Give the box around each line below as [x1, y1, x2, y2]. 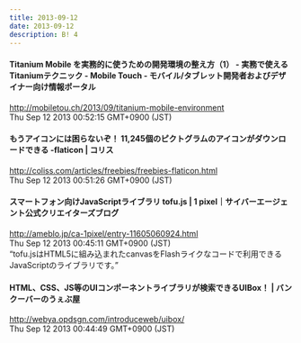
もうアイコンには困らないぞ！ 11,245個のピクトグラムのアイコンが [9, 133, 255, 144]
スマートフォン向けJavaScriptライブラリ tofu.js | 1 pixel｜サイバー [9, 196, 257, 207]
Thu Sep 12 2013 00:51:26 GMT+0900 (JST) [9, 175, 173, 185]
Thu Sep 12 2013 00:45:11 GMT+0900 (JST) [9, 238, 172, 248]
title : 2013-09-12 [9, 13, 78, 23]
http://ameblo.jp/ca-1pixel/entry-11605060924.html [9, 228, 199, 239]
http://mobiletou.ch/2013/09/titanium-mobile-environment [9, 102, 225, 113]
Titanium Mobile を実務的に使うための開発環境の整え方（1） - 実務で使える [9, 59, 289, 69]
